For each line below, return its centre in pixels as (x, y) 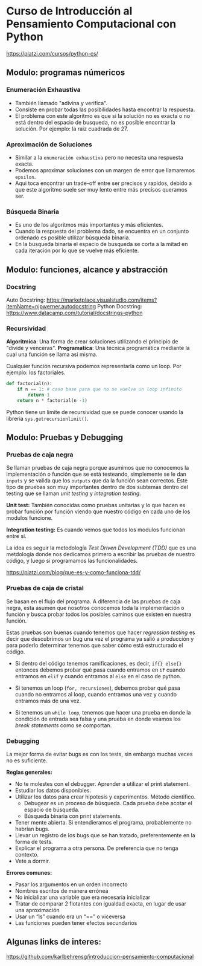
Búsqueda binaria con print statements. (73, 816)
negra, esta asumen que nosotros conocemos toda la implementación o (96, 608)
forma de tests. (34, 841)
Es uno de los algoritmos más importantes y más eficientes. (89, 225)
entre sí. (16, 536)
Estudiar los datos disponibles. (53, 790)
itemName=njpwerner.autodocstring (51, 306)
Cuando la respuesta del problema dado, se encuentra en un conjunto (102, 232)
